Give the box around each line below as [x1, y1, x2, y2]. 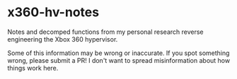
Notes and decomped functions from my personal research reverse [7, 28, 204, 36]
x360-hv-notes [7, 4, 100, 20]
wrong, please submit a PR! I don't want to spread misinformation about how [7, 56, 231, 64]
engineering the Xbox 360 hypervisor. [7, 35, 118, 43]
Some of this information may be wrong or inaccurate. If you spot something [7, 49, 230, 57]
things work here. [7, 63, 59, 72]
